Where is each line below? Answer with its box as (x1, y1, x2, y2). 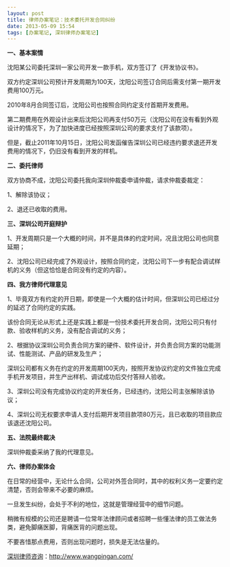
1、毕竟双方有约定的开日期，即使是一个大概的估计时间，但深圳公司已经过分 (7, 295, 220, 303)
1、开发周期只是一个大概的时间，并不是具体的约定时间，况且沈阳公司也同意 (7, 234, 220, 243)
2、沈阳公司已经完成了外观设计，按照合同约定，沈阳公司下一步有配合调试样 (7, 257, 221, 265)
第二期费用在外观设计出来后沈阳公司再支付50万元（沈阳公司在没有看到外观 (7, 116, 219, 124)
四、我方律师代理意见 (7, 280, 67, 289)
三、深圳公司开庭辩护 (7, 220, 67, 228)
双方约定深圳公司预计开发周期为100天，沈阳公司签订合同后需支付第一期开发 (7, 78, 221, 86)
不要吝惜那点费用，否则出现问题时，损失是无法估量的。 (7, 538, 163, 546)
